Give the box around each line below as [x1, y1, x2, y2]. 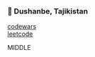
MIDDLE [7, 44, 31, 52]
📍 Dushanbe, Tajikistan [7, 6, 89, 16]
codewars [7, 23, 37, 31]
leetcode [7, 30, 33, 38]
